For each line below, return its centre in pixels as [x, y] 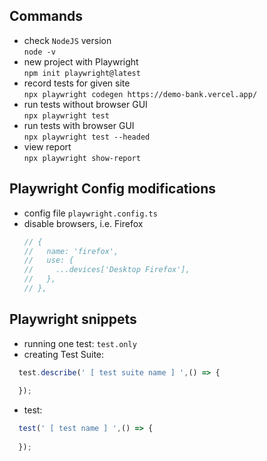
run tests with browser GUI [79, 125]
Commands [46, 16]
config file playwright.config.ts [90, 213]
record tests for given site [77, 83]
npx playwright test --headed [87, 137]
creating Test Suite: [64, 354]
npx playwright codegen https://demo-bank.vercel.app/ [140, 94]
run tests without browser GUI [85, 104]
